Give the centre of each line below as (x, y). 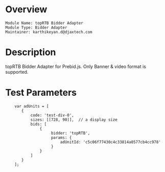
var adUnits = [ (32, 106)
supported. (17, 72)
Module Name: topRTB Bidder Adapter (44, 23)
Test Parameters (41, 93)
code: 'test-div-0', (52, 115)
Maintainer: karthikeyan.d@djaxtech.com (49, 32)
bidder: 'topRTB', (70, 133)
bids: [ (39, 124)
